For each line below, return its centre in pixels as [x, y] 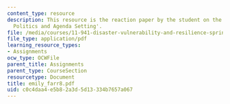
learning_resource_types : [44, 45]
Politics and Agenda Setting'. [58, 26]
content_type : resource [41, 13]
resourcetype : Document [41, 77]
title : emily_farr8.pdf [41, 83]
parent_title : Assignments [46, 64]
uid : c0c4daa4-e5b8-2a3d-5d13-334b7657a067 [70, 90]
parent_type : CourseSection [47, 70]
